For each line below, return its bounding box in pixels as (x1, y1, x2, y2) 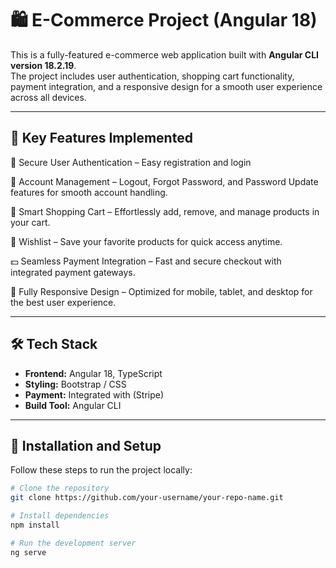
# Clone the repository (10, 483, 110, 494)
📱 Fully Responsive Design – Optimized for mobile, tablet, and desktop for (10, 285, 313, 297)
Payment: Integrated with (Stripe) (24, 388, 165, 401)
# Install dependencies (10, 511, 110, 521)
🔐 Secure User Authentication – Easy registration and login (10, 156, 252, 168)
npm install (10, 520, 60, 530)
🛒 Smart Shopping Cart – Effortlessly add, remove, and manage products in (10, 205, 320, 217)
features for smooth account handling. (10, 186, 168, 198)
